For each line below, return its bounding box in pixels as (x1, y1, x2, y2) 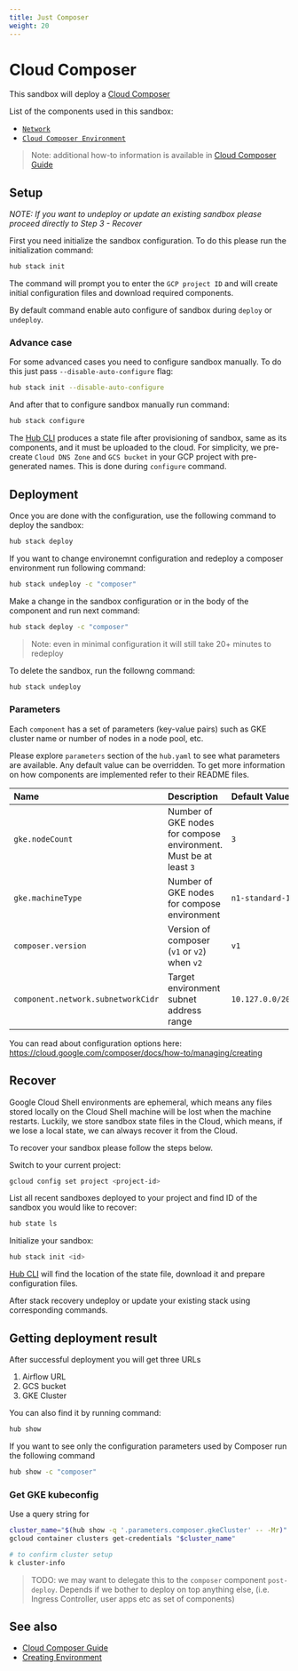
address (167, 1003, 202, 1016)
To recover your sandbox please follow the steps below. (9, 1142, 214, 1153)
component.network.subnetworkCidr (13, 994, 160, 1004)
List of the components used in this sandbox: (9, 106, 174, 116)
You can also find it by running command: (9, 1408, 161, 1419)
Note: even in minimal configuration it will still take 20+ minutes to (30, 638, 272, 649)
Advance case (9, 337, 73, 349)
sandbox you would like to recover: (9, 1202, 137, 1213)
